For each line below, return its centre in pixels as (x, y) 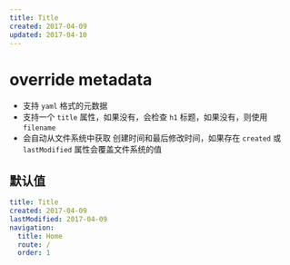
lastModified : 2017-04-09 (58, 219)
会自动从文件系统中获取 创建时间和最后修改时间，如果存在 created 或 (152, 138)
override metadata (81, 79)
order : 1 (34, 253)
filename (39, 128)
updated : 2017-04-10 (49, 34)
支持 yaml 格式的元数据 (65, 106)
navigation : (32, 228)
